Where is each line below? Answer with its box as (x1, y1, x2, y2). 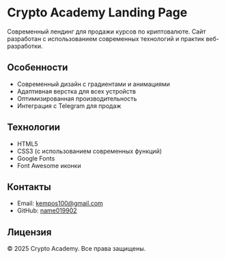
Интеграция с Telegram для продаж (16, 101, 122, 110)
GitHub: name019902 (16, 206, 77, 215)
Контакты (7, 181, 51, 193)
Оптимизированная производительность (16, 94, 137, 103)
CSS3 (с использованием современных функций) (16, 147, 163, 155)
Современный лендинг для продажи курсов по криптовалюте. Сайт (7, 27, 206, 36)
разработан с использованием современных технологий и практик (7, 34, 205, 42)
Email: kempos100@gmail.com (16, 200, 104, 208)
